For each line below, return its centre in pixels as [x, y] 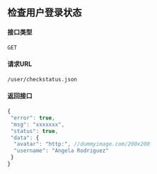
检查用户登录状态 [45, 13]
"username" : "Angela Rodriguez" [62, 151]
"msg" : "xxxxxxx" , [37, 124]
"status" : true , [34, 131]
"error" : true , [33, 118]
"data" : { [25, 138]
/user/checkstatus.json [42, 79]
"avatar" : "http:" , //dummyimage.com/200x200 [82, 144]
